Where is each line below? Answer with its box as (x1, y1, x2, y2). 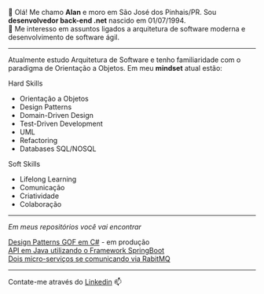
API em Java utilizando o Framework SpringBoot (8, 246, 165, 255)
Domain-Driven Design (19, 111, 94, 119)
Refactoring (19, 136, 58, 145)
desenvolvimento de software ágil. (8, 32, 120, 42)
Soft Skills (8, 160, 41, 168)
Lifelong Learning (19, 175, 77, 184)
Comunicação (19, 183, 65, 192)
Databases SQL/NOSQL (19, 144, 97, 153)
